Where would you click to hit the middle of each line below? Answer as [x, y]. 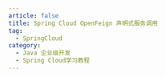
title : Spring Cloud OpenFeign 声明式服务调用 [83, 23]
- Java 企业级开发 [43, 53]
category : [25, 46]
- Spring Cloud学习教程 [53, 61]
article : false [34, 16]
